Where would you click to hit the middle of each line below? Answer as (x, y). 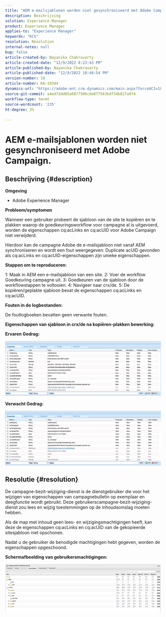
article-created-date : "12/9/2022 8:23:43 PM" (54, 63)
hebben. (14, 512)
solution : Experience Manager (36, 21)
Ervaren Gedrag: (22, 334)
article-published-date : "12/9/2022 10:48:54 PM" (57, 73)
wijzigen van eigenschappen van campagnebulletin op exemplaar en (75, 496)
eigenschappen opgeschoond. (36, 547)
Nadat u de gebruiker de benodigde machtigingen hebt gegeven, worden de (83, 542)
